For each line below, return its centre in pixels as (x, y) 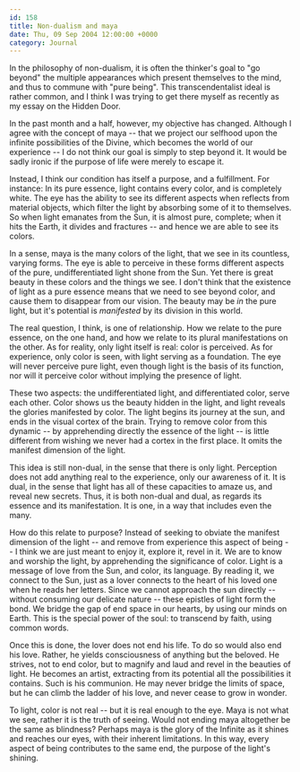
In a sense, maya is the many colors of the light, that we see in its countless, (150, 254)
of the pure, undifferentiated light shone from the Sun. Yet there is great (141, 273)
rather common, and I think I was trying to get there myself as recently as (144, 97)
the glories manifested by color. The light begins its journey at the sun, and (147, 412)
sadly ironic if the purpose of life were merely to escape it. (117, 161)
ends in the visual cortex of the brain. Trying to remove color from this (138, 421)
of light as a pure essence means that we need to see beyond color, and (142, 291)
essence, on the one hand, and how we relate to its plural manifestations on (149, 338)
